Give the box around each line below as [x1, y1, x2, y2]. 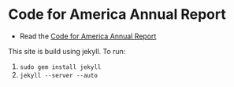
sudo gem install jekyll [19, 63, 102, 71]
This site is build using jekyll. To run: [8, 46, 126, 56]
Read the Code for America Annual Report [19, 31, 157, 41]
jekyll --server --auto [19, 71, 98, 79]
